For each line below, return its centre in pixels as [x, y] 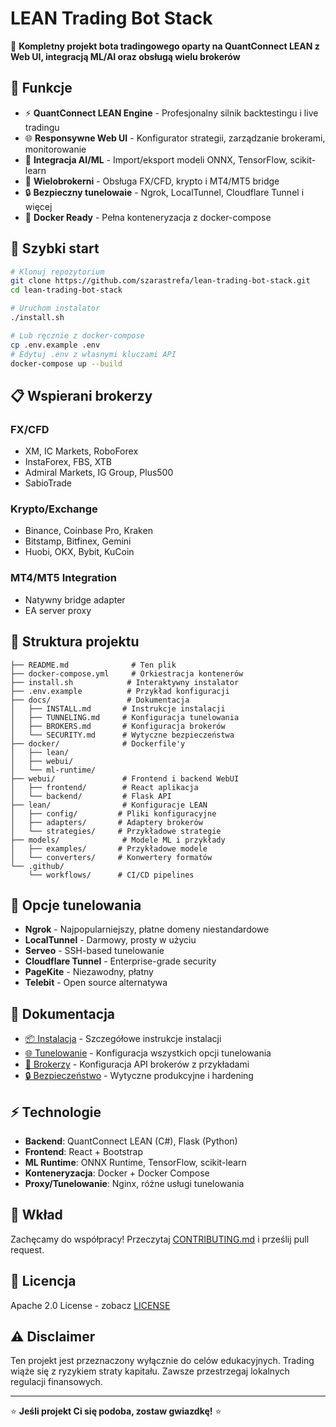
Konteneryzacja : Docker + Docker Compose [117, 1173]
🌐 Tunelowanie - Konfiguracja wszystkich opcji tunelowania [148, 1053]
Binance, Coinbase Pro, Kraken [88, 531]
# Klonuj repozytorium [57, 272]
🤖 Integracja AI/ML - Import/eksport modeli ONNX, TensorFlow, [156, 159]
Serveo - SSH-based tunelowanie [94, 951]
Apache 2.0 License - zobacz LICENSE [90, 1305]
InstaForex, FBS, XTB [68, 462]
